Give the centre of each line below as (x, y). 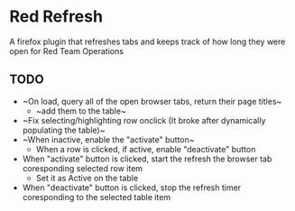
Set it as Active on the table (87, 178)
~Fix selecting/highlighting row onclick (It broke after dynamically (144, 120)
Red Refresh (56, 17)
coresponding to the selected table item (97, 197)
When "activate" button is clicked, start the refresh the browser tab (147, 159)
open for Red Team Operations (67, 50)
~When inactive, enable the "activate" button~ (109, 139)
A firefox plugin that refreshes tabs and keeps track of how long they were (147, 41)
